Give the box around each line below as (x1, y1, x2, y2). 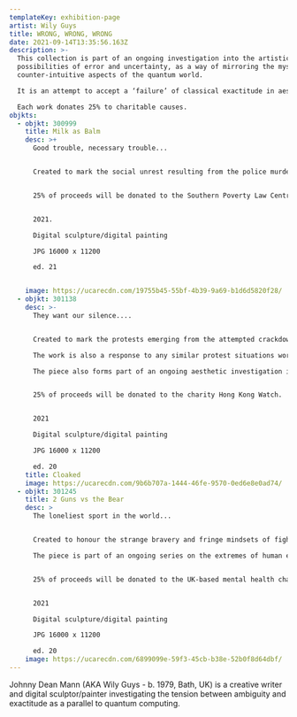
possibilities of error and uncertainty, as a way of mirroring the (17, 63, 275, 72)
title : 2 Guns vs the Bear (25, 495, 125, 505)
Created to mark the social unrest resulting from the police (32, 167, 267, 176)
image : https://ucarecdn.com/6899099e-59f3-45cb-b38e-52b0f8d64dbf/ (25, 655, 283, 664)
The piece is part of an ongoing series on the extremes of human (32, 551, 283, 560)
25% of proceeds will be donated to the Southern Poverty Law (32, 191, 267, 200)
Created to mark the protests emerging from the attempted (32, 335, 255, 343)
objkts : (9, 111, 38, 119)
